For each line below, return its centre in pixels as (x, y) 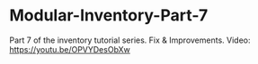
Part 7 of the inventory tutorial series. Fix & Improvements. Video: (130, 40)
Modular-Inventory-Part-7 (109, 16)
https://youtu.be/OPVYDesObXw (70, 49)
